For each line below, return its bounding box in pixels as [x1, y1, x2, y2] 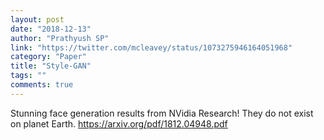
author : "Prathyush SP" [10, 33, 110, 43]
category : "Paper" [10, 52, 87, 62]
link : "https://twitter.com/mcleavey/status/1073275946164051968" [10, 42, 293, 53]
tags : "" [10, 71, 47, 81]
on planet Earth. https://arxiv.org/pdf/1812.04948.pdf [10, 117, 228, 130]
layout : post [10, 14, 65, 25]
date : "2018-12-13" [10, 24, 92, 34]
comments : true [10, 80, 74, 90]
